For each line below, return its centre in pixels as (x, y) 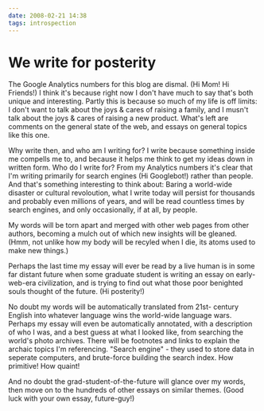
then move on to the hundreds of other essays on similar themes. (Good (126, 390)
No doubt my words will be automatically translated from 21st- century (124, 307)
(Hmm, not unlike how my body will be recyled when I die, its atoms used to (132, 242)
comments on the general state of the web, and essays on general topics (128, 127)
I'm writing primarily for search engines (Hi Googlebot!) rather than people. (131, 176)
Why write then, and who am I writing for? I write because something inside (132, 151)
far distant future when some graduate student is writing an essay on (121, 275)
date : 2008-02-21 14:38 (48, 16)
